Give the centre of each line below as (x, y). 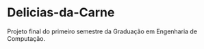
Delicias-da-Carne (61, 13)
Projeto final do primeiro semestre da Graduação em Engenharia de (102, 31)
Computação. (26, 38)
